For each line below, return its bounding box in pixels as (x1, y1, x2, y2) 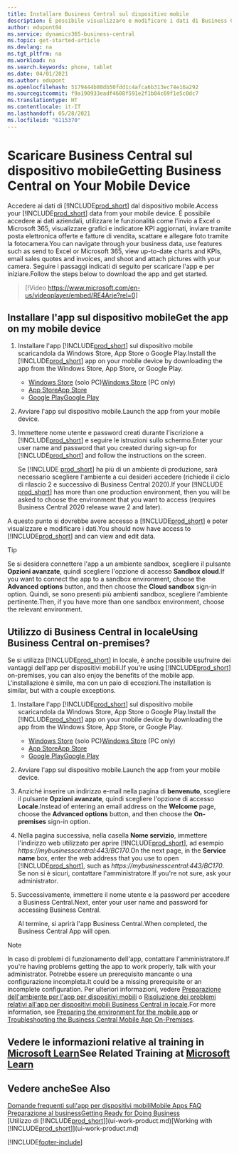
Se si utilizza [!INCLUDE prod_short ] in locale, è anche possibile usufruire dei (7, 656, 231, 664)
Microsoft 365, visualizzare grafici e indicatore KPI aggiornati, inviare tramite (7, 224, 232, 233)
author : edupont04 (7, 24, 62, 31)
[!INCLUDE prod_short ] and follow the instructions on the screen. (17, 451, 207, 460)
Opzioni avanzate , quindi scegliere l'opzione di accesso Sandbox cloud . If (7, 567, 225, 576)
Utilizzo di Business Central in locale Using (7, 626, 198, 638)
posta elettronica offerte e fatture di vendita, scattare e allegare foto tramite (7, 231, 229, 240)
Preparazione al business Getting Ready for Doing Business (7, 1109, 180, 1117)
